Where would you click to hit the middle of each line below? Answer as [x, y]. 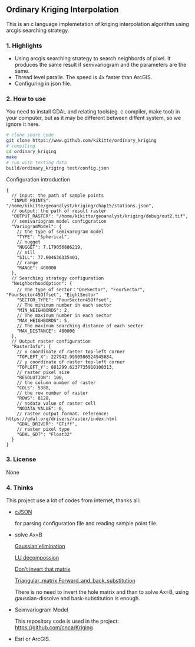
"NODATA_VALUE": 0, [41, 408]
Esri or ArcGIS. [32, 639]
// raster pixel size [43, 372]
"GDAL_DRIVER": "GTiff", [47, 424]
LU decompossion [37, 558]
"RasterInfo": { [31, 346]
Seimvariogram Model [42, 610]
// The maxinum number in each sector [64, 316]
